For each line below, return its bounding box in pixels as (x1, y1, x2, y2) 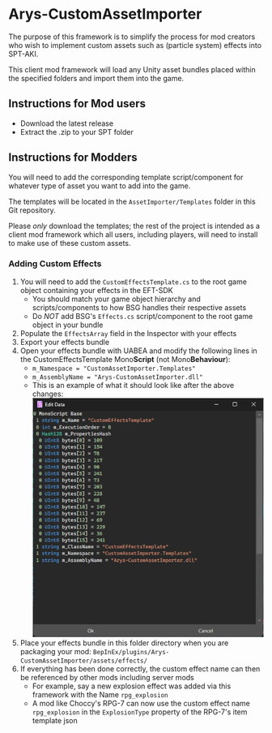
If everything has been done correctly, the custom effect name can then (19, 663, 261, 674)
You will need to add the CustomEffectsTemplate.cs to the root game (19, 277, 247, 287)
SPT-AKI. (8, 49, 39, 58)
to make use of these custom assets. (8, 238, 131, 248)
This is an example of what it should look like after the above (32, 380, 235, 390)
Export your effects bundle (19, 337, 110, 347)
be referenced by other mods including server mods (19, 672, 194, 682)
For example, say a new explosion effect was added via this (32, 681, 232, 691)
